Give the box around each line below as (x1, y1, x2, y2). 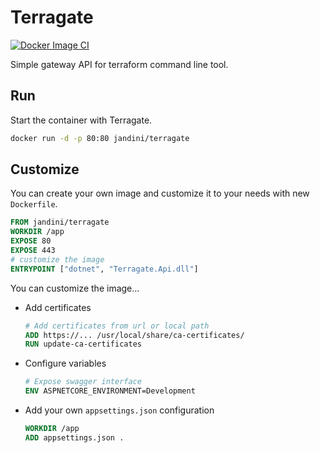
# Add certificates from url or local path (24, 321, 210, 331)
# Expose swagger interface (24, 377, 142, 387)
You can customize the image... (10, 282, 140, 294)
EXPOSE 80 (10, 236, 52, 246)
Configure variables (24, 357, 107, 370)
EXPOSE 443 (10, 246, 56, 256)
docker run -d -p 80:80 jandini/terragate (10, 133, 190, 143)
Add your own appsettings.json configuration (24, 404, 215, 416)
